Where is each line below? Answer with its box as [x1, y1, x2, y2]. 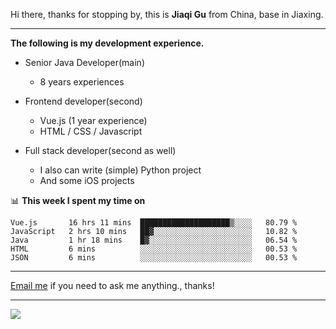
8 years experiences [39, 76, 125, 88]
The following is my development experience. [10, 37, 205, 49]
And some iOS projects [39, 175, 135, 186]
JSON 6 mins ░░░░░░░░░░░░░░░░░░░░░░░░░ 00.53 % [10, 253, 298, 263]
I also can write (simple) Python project [39, 164, 202, 176]
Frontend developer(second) [24, 95, 143, 107]
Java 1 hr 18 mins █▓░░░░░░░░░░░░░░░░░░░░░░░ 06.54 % [10, 235, 298, 245]
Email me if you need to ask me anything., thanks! [10, 280, 215, 291]
